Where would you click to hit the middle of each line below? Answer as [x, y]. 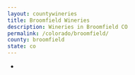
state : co [22, 46]
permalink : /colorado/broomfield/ [58, 33]
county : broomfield [36, 40]
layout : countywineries [42, 14]
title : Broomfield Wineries [49, 20]
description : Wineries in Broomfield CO [68, 27]
